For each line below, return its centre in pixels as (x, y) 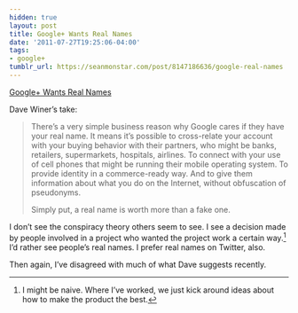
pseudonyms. (56, 192)
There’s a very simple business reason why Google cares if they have (157, 126)
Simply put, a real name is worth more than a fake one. (130, 209)
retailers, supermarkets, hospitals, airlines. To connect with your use (156, 154)
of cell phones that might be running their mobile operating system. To (159, 164)
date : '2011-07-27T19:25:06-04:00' (75, 42)
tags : (19, 51)
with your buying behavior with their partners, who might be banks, (154, 145)
